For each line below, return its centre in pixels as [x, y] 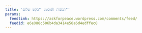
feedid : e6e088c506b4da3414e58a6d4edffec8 [54, 23]
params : [13, 14]
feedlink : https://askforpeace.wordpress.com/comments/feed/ [73, 18]
